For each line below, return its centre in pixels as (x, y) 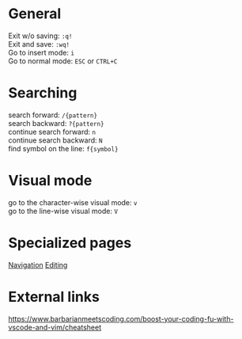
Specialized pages (70, 243)
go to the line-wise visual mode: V (63, 211)
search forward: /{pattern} (53, 115)
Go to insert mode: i (42, 52)
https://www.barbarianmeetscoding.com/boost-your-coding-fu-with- (121, 318)
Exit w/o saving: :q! (40, 36)
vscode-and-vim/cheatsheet (55, 327)
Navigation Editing (38, 265)
